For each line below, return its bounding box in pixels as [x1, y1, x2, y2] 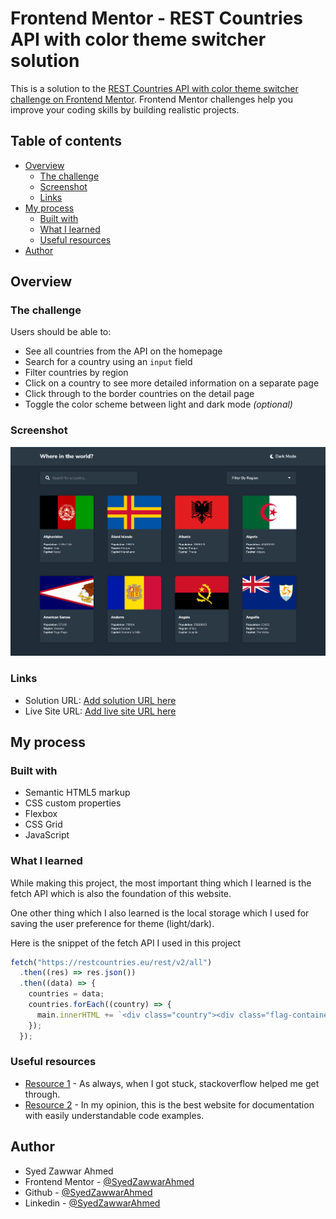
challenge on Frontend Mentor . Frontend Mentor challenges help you [10, 93, 293, 105]
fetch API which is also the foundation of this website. [10, 887, 232, 899]
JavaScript [24, 829, 70, 841]
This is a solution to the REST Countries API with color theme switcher [10, 82, 299, 94]
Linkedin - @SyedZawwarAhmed [24, 1197, 161, 1209]
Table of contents [10, 133, 122, 150]
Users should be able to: [10, 326, 112, 338]
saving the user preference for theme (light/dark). [10, 917, 215, 929]
